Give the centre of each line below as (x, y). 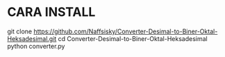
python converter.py (36, 46)
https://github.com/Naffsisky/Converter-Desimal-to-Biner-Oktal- (126, 31)
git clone (20, 31)
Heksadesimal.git (32, 38)
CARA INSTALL (51, 12)
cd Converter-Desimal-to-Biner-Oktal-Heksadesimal (133, 38)
